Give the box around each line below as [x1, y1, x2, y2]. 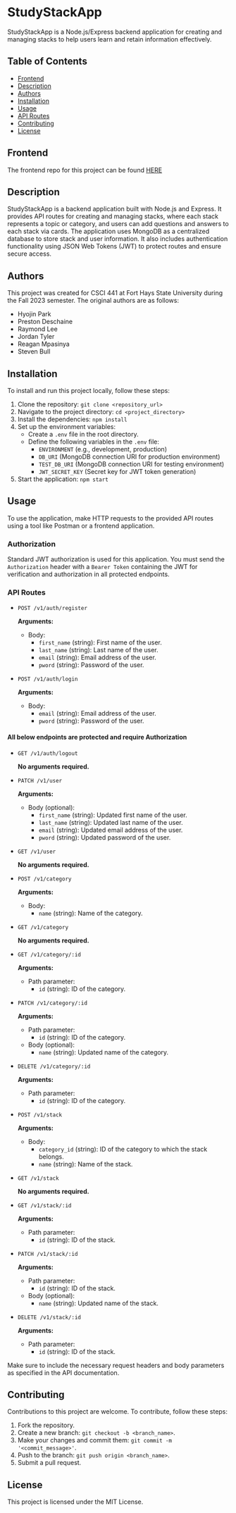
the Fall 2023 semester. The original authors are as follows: [7, 297, 180, 305]
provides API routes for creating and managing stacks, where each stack [7, 212, 218, 220]
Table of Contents [7, 56, 88, 68]
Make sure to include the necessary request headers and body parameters [7, 1361, 225, 1369]
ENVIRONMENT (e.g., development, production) [38, 445, 168, 453]
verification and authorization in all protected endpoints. [7, 570, 170, 578]
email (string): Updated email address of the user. [38, 826, 183, 834]
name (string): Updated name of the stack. [38, 1299, 159, 1307]
